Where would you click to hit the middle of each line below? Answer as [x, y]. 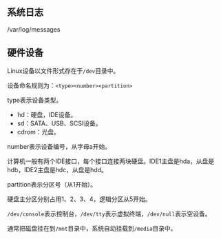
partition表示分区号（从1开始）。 [52, 184]
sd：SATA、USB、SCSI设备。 [59, 123]
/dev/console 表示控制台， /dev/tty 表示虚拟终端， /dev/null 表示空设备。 [109, 214]
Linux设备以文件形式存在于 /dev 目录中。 [63, 70]
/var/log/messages [34, 29]
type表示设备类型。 [35, 100]
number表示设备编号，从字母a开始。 [59, 146]
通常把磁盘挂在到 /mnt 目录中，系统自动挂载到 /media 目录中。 [92, 228]
